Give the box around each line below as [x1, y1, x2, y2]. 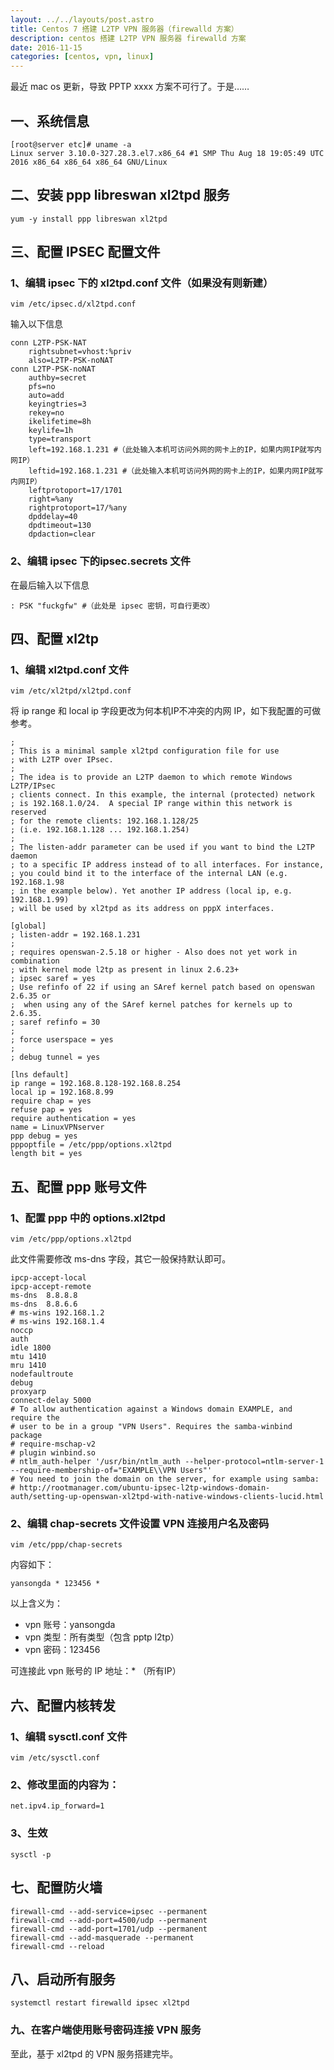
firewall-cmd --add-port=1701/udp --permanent [10, 1924, 208, 1934]
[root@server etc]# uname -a [10, 139, 132, 150]
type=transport [28, 434, 92, 445]
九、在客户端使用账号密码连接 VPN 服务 [10, 2023, 202, 2037]
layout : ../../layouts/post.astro [10, 14, 155, 25]
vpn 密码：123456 [24, 1644, 101, 1656]
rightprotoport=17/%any [28, 503, 128, 513]
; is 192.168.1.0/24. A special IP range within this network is [10, 799, 293, 809]
